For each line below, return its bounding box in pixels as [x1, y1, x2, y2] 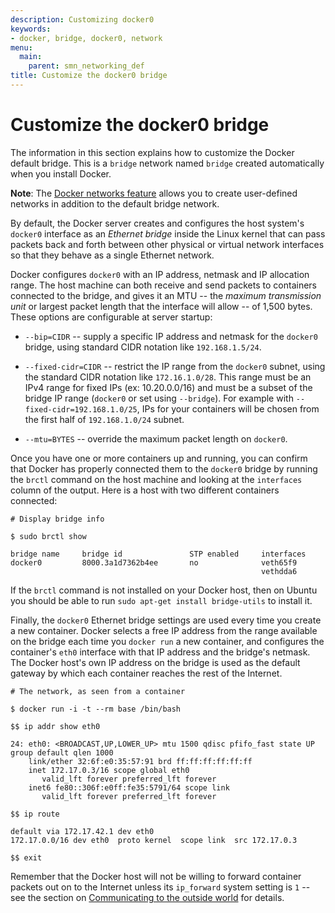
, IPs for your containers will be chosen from [136, 402, 320, 415]
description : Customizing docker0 [10, 14, 155, 25]
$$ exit [10, 852, 43, 863]
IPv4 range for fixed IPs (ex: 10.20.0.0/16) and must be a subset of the [24, 381, 313, 393]
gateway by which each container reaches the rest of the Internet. [10, 667, 283, 679]
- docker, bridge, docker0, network [10, 33, 163, 43]
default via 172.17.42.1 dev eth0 [10, 826, 155, 836]
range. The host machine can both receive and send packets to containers [10, 279, 317, 291]
